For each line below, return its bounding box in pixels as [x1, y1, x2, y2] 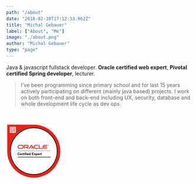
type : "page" [6, 47, 38, 53]
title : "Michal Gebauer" [6, 22, 67, 28]
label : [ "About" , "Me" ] [6, 28, 65, 34]
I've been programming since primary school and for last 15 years [20, 81, 181, 88]
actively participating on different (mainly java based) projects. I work [20, 87, 190, 94]
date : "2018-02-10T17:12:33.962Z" [6, 15, 92, 22]
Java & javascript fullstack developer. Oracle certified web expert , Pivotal [6, 64, 187, 71]
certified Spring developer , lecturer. [6, 70, 96, 77]
